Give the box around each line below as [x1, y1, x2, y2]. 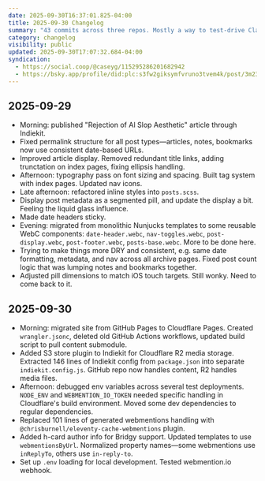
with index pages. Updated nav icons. [19, 179, 143, 188]
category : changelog [8, 33, 77, 42]
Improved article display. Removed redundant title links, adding [19, 154, 225, 163]
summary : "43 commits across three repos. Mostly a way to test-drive [8, 26, 245, 34]
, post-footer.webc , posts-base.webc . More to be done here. [62, 237, 256, 247]
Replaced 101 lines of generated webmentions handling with [19, 416, 215, 425]
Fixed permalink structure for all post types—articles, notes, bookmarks [19, 137, 253, 147]
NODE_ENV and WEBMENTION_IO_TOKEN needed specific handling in [19, 390, 223, 400]
